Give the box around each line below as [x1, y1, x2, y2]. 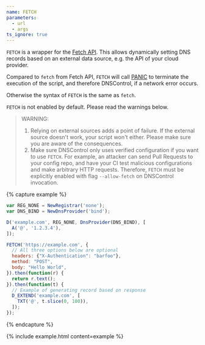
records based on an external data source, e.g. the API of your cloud [6, 55, 179, 62]
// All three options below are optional [12, 247, 119, 253]
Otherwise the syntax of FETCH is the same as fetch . [6, 92, 136, 99]
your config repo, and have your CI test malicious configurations [30, 159, 192, 167]
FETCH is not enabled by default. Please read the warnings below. [6, 103, 169, 111]
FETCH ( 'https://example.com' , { [6, 242, 88, 248]
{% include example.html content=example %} [6, 332, 124, 340]
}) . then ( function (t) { [6, 281, 64, 288]
